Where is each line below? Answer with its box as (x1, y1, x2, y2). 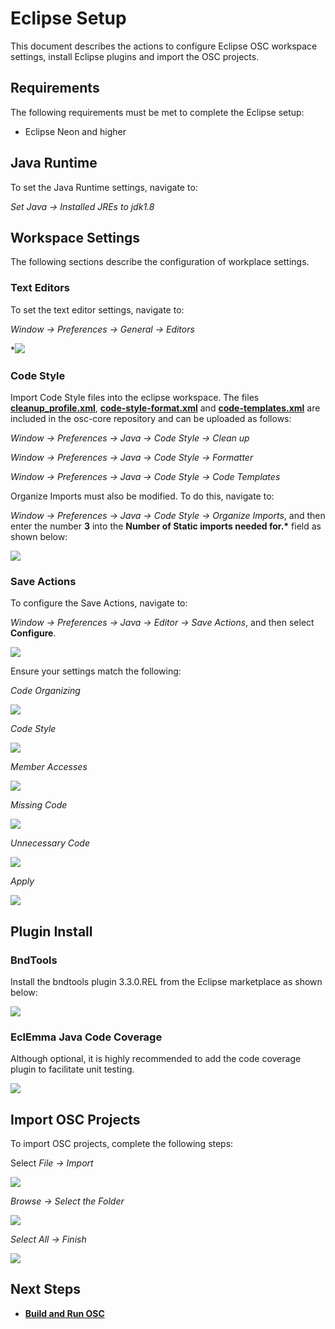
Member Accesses (10, 761, 88, 773)
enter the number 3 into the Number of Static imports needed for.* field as (10, 520, 322, 532)
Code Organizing (10, 685, 81, 697)
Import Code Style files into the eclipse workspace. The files (10, 391, 260, 403)
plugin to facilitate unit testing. (10, 1063, 135, 1076)
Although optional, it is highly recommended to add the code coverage (10, 1053, 302, 1065)
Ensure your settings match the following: (10, 665, 182, 677)
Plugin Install (10, 923, 93, 940)
